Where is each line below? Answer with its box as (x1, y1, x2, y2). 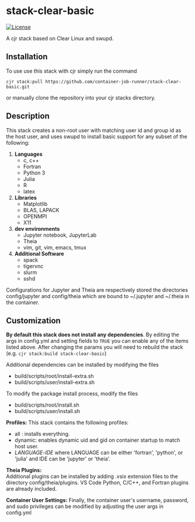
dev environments (14, 225, 60, 232)
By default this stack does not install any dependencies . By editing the (6, 331, 179, 338)
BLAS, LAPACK (23, 206, 60, 213)
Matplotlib (23, 200, 48, 207)
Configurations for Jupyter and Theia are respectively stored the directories (6, 286, 189, 294)
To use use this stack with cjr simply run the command (6, 67, 137, 74)
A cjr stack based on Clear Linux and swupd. (6, 35, 114, 42)
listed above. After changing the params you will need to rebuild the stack (6, 344, 183, 351)
